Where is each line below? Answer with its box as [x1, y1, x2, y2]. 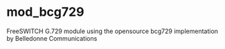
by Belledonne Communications [6, 34, 98, 42]
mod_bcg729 [6, 4, 84, 20]
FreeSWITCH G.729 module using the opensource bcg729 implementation [6, 27, 219, 35]
